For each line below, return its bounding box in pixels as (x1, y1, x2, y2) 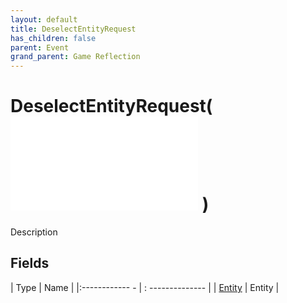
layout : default (10, 14, 78, 25)
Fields (10, 255, 50, 272)
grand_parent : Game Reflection (10, 52, 141, 62)
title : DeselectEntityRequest (10, 24, 137, 34)
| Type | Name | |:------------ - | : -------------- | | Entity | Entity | (10, 281, 280, 293)
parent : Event (10, 42, 70, 53)
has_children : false (10, 33, 97, 43)
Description (10, 226, 58, 238)
